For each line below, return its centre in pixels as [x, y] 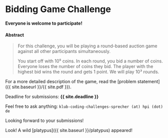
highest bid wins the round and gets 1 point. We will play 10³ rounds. [88, 72]
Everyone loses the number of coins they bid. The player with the [85, 66]
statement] [149, 82]
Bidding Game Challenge [58, 9]
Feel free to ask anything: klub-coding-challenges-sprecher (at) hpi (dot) [84, 106]
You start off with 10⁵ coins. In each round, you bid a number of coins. [90, 61]
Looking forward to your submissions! [45, 121]
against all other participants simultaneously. [64, 51]
